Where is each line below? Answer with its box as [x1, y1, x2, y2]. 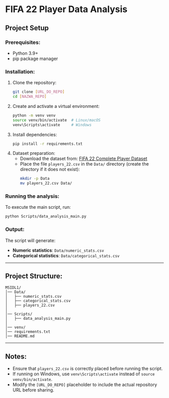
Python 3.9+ [12, 50, 39, 56]
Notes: [5, 352, 27, 361]
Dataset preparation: [12, 150, 55, 156]
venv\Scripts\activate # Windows [12, 122, 92, 127]
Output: [5, 226, 25, 233]
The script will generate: [5, 237, 56, 243]
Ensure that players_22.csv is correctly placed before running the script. [12, 366, 163, 372]
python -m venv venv [12, 112, 56, 118]
